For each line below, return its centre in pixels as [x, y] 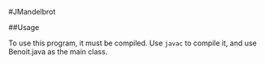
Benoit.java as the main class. [58, 51]
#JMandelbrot [32, 12]
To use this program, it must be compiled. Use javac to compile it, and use [133, 43]
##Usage [24, 27]
